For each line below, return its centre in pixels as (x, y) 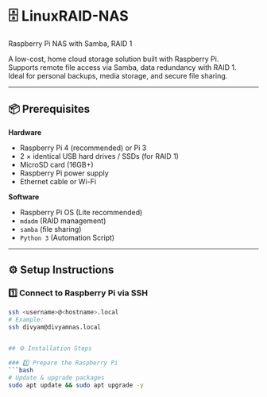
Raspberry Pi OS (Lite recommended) (81, 212)
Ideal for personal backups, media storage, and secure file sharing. (118, 75)
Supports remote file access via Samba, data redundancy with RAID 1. (122, 67)
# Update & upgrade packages (56, 378)
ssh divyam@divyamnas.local (55, 327)
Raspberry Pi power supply (64, 173)
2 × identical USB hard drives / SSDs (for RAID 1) (99, 156)
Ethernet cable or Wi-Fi (58, 181)
